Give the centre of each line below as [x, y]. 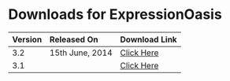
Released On [74, 39]
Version [27, 39]
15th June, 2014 [81, 53]
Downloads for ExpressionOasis [115, 15]
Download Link [148, 39]
